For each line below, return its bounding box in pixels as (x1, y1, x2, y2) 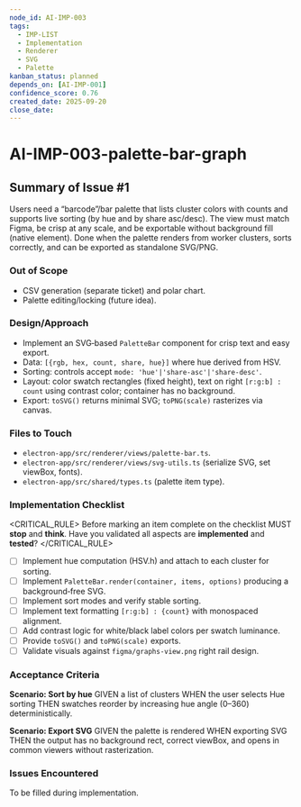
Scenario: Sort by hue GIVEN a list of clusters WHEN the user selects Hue (9, 689, 286, 700)
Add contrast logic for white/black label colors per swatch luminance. (22, 625, 281, 636)
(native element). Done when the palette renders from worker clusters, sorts (9, 232, 292, 243)
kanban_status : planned (9, 72, 99, 81)
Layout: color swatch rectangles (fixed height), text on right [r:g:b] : (22, 376, 282, 386)
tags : (9, 22, 30, 31)
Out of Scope (9, 265, 68, 277)
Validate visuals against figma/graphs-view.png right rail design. (22, 645, 260, 656)
